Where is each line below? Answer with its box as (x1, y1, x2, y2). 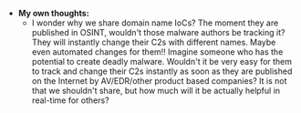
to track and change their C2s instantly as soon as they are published (31, 66, 293, 77)
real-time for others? (31, 95, 109, 106)
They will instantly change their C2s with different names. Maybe (31, 36, 276, 47)
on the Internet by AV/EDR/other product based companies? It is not (31, 76, 287, 86)
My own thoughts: (17, 8, 89, 18)
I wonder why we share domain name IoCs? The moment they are (31, 17, 279, 28)
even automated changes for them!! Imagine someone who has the (31, 46, 284, 57)
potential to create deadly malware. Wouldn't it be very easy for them (31, 56, 293, 67)
